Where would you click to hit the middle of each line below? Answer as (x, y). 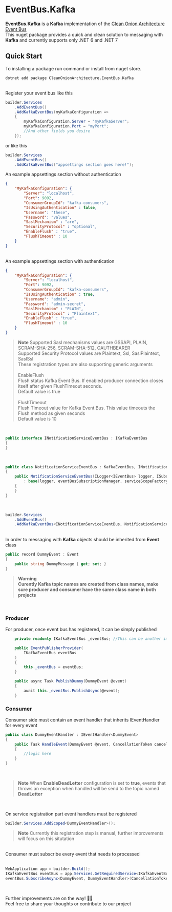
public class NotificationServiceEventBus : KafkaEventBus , (71, 467)
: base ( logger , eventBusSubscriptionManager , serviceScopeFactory (96, 481)
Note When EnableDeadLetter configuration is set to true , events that (92, 783)
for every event (21, 725)
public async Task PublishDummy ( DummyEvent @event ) (71, 681)
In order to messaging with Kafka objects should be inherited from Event (82, 540)
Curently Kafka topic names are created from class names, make (88, 584)
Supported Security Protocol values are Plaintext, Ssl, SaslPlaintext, (89, 353)
